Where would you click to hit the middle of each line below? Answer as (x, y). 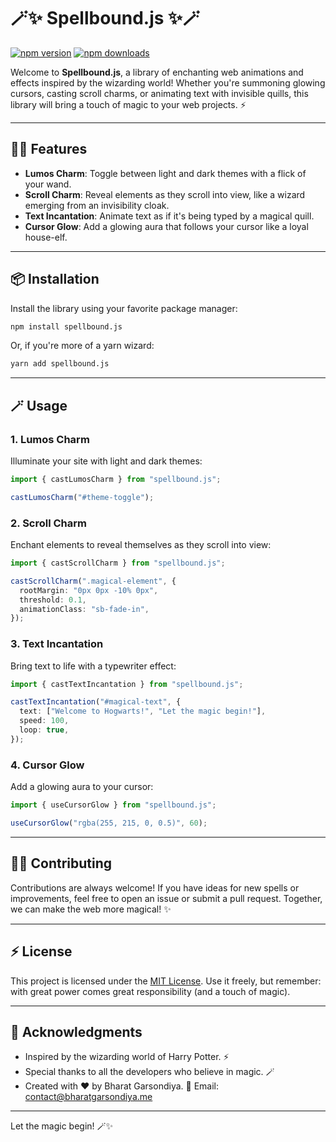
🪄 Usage (39, 405)
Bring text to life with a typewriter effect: (93, 666)
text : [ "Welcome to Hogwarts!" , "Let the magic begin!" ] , (143, 711)
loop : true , (44, 730)
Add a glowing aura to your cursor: (82, 787)
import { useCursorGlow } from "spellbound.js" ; (113, 805)
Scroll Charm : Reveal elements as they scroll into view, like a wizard (165, 194)
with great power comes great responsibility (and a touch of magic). (150, 991)
